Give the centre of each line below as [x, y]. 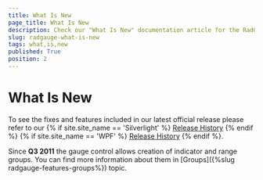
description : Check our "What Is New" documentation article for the [124, 30]
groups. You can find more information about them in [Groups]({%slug [121, 159]
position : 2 [27, 59]
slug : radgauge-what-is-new [54, 37]
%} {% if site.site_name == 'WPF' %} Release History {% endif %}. [116, 136]
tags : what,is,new [38, 45]
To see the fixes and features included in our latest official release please [126, 119]
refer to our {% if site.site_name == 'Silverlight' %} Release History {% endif [131, 128]
